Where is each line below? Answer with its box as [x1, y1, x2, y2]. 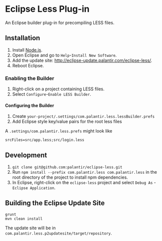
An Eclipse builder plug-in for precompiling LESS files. [5, 20, 114, 26]
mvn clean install [5, 216, 43, 221]
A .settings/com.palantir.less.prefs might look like [5, 128, 112, 134]
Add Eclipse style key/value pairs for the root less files [12, 119, 122, 125]
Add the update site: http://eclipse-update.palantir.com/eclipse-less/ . [12, 57, 152, 63]
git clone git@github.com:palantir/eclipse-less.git [12, 165, 123, 170]
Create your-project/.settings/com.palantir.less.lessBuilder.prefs [12, 113, 155, 119]
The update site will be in [5, 225, 56, 231]
